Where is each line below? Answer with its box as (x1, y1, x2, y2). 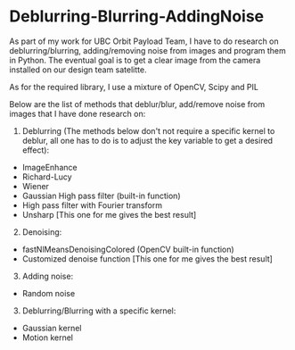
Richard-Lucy (21, 171, 73, 182)
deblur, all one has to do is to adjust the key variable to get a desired (21, 135, 274, 146)
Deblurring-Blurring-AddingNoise (9, 6, 265, 27)
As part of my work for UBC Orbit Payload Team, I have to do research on (9, 36, 279, 46)
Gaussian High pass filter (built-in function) (21, 190, 181, 201)
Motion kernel (21, 332, 74, 343)
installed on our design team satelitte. (9, 64, 147, 75)
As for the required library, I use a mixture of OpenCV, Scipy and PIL (9, 81, 258, 92)
